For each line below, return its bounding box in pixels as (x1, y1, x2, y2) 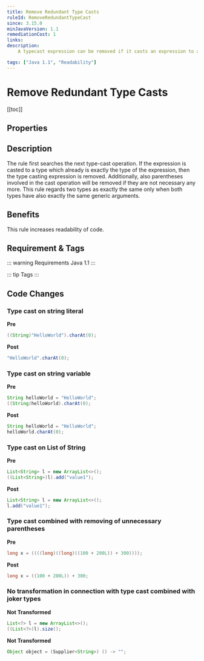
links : (7, 37, 24, 43)
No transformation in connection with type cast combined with (7, 587, 196, 596)
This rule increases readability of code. (7, 226, 105, 233)
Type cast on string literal (7, 307, 84, 315)
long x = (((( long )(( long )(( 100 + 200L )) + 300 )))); (7, 550, 143, 556)
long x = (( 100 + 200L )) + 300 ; (7, 572, 88, 579)
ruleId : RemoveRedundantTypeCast (7, 15, 91, 21)
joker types (7, 595, 41, 603)
